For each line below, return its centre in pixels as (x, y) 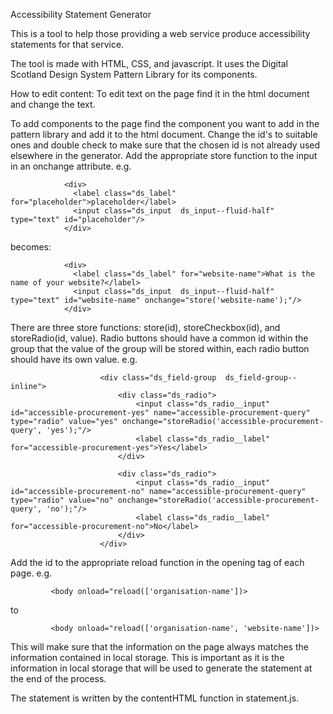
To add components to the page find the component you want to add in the (165, 123)
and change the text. (53, 104)
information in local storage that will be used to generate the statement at (161, 668)
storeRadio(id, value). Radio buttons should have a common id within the (159, 338)
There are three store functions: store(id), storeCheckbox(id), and (145, 327)
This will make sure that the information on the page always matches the (159, 647)
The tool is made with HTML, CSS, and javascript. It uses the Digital (149, 63)
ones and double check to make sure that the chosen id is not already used (165, 145)
